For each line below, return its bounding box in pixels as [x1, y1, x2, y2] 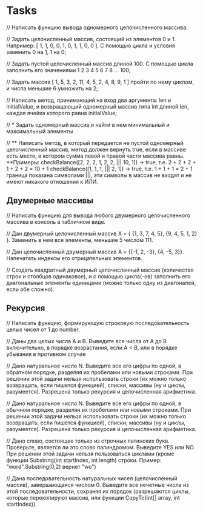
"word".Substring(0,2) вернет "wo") [6, 463, 96, 470]
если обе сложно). [6, 286, 55, 293]
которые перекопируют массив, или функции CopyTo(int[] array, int [6, 494, 181, 501]
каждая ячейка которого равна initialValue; [6, 109, 117, 116]
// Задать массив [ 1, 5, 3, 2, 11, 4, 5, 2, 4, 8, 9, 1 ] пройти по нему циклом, [6, 78, 195, 85]
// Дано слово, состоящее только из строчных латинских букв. [6, 437, 170, 444]
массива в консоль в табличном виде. [6, 218, 106, 225]
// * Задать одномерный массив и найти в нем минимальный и [6, 121, 170, 128]
